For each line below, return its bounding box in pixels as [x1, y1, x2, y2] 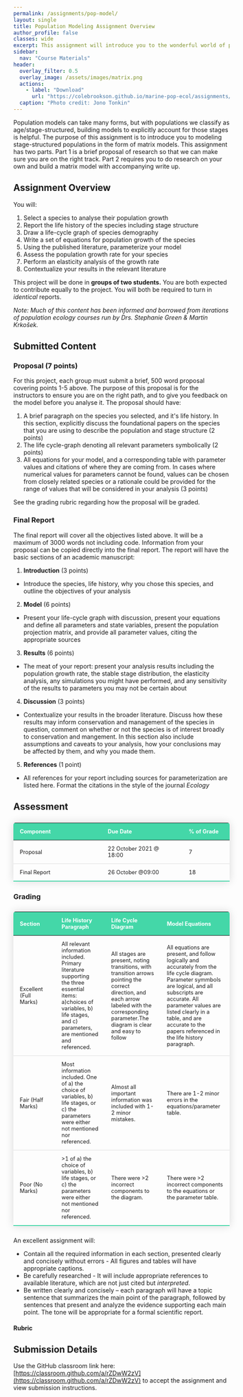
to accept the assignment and [142, 1376, 227, 1385]
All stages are [111, 950, 146, 957]
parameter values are [166, 1001, 221, 1009]
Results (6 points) [23, 649, 75, 657]
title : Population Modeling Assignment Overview [13, 23, 155, 30]
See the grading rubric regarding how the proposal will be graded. [13, 498, 200, 506]
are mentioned [61, 1031, 99, 1038]
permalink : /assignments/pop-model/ [13, 10, 118, 17]
